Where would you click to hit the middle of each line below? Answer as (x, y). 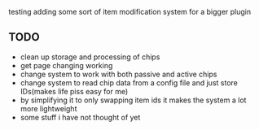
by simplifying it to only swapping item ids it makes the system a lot (133, 100)
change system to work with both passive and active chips (119, 74)
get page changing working (66, 65)
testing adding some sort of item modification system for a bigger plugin (129, 12)
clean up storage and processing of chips (90, 57)
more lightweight (48, 108)
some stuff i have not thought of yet (80, 117)
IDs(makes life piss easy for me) (74, 91)
